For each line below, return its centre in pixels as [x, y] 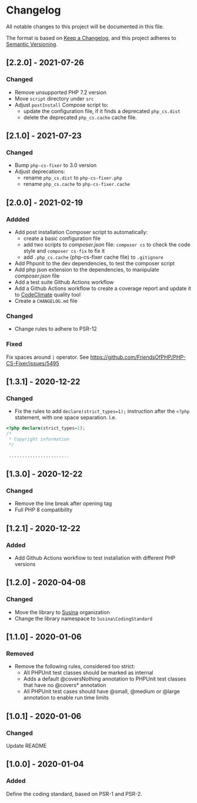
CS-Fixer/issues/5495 [33, 363]
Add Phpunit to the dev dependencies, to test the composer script [95, 263]
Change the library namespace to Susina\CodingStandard [84, 618]
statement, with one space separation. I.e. [65, 418]
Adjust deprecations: [40, 172]
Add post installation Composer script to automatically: [81, 232]
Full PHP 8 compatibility [44, 510]
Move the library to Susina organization [62, 612]
